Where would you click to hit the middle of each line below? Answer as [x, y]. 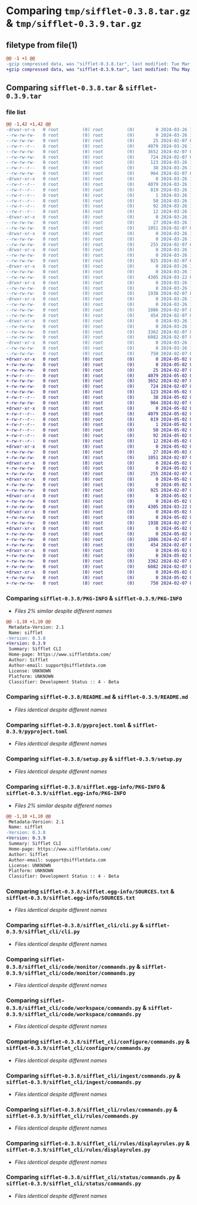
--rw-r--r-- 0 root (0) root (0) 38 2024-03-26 [97, 168]
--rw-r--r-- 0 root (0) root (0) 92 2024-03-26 [97, 206]
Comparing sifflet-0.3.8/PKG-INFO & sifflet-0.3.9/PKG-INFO [94, 598]
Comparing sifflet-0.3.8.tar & [65, 88]
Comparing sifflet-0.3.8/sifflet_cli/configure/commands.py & [98, 1042]
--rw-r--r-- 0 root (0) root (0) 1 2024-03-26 [97, 195]
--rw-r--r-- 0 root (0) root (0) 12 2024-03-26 [97, 212]
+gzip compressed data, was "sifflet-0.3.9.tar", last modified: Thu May [98, 69]
